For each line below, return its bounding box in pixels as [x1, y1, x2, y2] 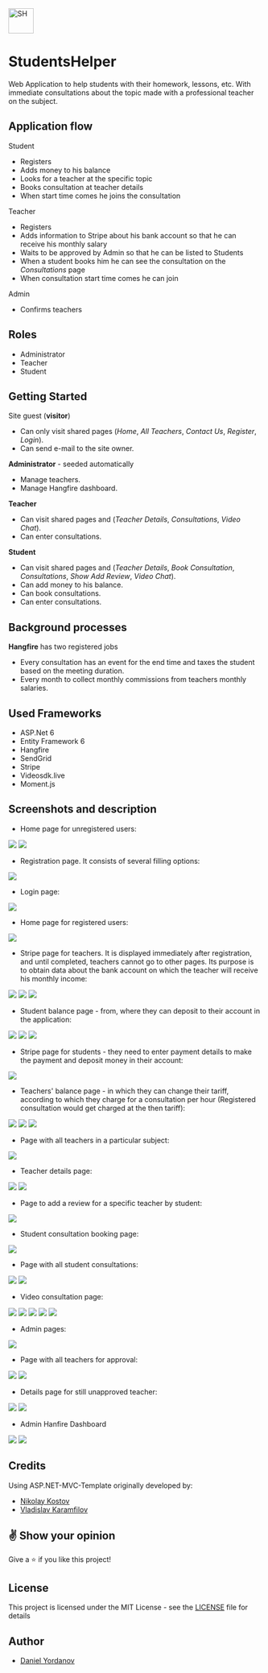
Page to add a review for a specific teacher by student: [19, 1198, 203, 1208]
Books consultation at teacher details [19, 182, 143, 192]
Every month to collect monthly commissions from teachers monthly [19, 675, 247, 684]
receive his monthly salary [19, 239, 108, 249]
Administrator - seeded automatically [8, 459, 134, 469]
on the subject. [8, 96, 58, 105]
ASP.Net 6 [19, 728, 55, 737]
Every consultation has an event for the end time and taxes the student [19, 658, 255, 667]
